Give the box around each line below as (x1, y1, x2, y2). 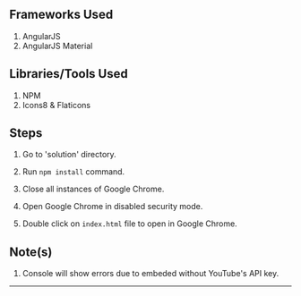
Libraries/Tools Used (9, 66, 128, 81)
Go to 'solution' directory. (21, 149, 116, 160)
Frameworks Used (9, 7, 114, 22)
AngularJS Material (21, 40, 93, 51)
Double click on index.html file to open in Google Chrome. (21, 218, 237, 229)
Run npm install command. (21, 166, 125, 177)
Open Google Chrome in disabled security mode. (21, 201, 203, 212)
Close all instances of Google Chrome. (21, 183, 165, 195)
